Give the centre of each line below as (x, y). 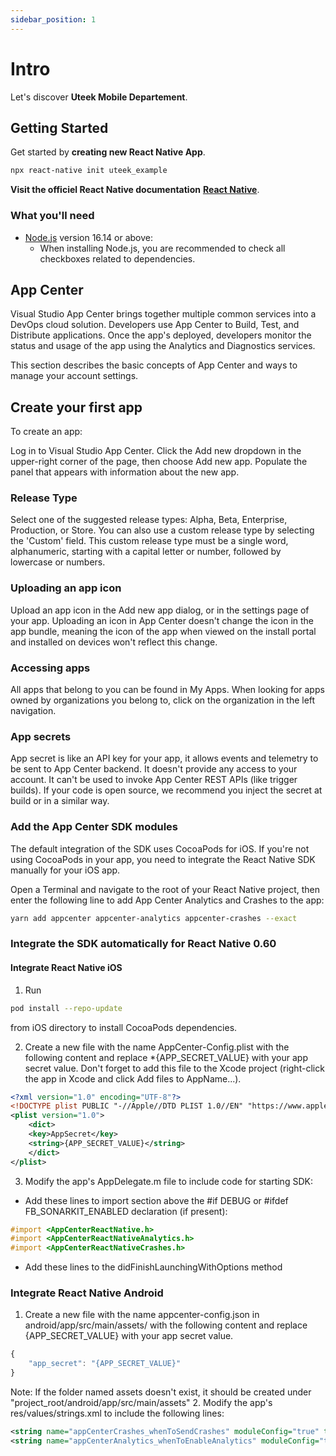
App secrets (41, 736)
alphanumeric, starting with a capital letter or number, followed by (146, 552)
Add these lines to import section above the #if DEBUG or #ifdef (156, 1200)
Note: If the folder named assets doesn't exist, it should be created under (161, 1392)
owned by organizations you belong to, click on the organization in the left (163, 700)
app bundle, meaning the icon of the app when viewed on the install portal (163, 631)
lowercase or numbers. (58, 562)
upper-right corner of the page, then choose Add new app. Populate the (159, 462)
